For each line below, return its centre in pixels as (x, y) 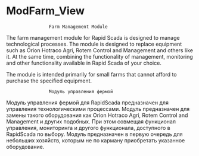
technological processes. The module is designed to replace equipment (94, 44)
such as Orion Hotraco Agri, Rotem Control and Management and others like (100, 50)
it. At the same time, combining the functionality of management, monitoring (100, 56)
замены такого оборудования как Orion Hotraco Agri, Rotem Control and (97, 115)
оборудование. (25, 147)
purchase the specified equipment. (49, 81)
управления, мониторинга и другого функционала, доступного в (88, 128)
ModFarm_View (45, 11)
